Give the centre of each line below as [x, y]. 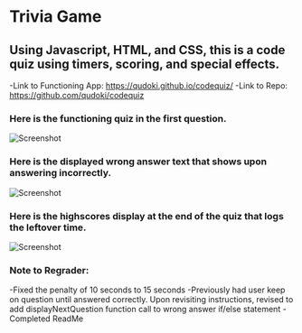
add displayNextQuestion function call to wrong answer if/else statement [145, 310]
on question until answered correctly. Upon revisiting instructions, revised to [151, 300]
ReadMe [68, 319]
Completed [30, 319]
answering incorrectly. [60, 173]
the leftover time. [48, 227]
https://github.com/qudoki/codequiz [77, 95]
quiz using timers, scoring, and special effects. [145, 64]
